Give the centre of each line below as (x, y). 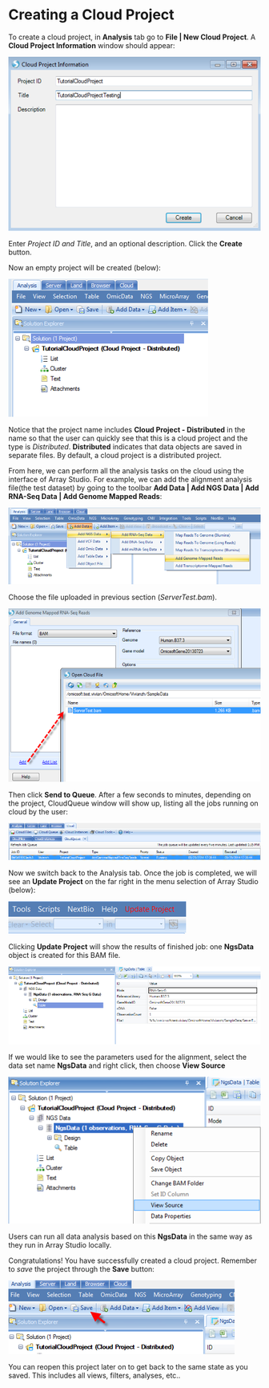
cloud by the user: (38, 812)
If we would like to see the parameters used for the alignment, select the (127, 1057)
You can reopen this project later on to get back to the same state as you (128, 1367)
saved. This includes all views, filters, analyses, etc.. (94, 1376)
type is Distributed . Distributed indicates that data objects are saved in (125, 446)
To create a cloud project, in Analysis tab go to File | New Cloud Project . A (132, 37)
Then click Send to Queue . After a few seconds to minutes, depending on (130, 795)
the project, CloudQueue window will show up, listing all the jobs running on (133, 803)
